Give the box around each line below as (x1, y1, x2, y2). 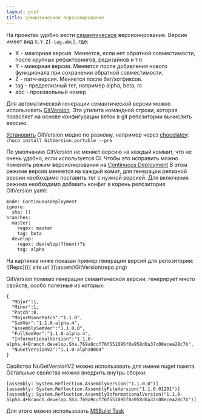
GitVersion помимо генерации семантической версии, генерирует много (6, 275, 195, 282)
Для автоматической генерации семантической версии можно (6, 100, 171, 107)
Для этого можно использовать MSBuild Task (6, 407, 124, 415)
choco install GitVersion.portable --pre (6, 137, 113, 143)
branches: (6, 214, 32, 220)
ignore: (6, 204, 26, 210)
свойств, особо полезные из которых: (6, 282, 105, 289)
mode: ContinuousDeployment (6, 198, 78, 205)
